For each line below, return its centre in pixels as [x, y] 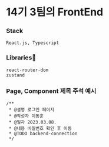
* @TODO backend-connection [43, 134]
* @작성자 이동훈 [26, 116]
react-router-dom [27, 70]
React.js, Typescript [33, 43]
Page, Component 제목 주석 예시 [51, 91]
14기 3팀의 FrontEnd [55, 12]
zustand [16, 75]
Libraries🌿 [21, 58]
